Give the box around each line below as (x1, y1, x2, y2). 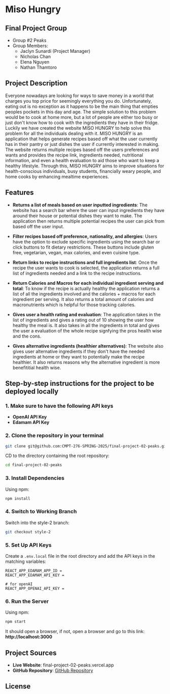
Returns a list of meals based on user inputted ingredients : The (12, 202, 148, 208)
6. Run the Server (5, 597, 49, 605)
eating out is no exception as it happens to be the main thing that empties (5, 103, 158, 109)
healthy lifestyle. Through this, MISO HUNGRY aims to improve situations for (5, 163, 164, 169)
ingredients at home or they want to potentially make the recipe (12, 353, 145, 359)
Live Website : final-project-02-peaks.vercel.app (12, 662, 114, 668)
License (5, 682, 31, 691)
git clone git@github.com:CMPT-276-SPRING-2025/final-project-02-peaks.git (5, 443, 168, 448)
